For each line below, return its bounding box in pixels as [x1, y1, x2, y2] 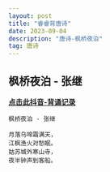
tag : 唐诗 [8, 42, 39, 50]
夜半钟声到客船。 [8, 156, 57, 165]
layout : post [8, 11, 53, 20]
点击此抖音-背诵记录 [8, 97, 76, 106]
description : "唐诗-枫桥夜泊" [8, 34, 103, 43]
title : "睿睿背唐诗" [8, 19, 71, 28]
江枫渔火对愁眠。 [8, 139, 57, 147]
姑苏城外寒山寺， [8, 148, 57, 156]
